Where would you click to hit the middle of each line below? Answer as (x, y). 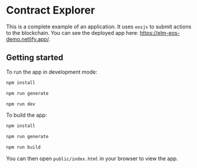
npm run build (24, 147)
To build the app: (27, 115)
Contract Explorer (51, 10)
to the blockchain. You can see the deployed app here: (72, 32)
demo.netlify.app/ (27, 39)
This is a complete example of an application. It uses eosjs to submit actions (99, 27)
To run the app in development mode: (52, 72)
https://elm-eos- (160, 32)
